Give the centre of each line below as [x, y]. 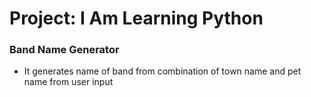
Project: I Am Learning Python [136, 18]
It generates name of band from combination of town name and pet [162, 71]
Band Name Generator [64, 50]
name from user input [68, 82]
